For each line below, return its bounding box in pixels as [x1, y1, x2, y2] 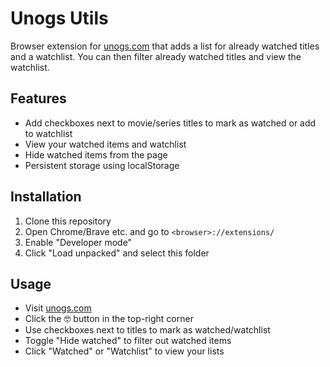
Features [10, 90, 67, 107]
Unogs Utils [10, 7, 109, 30]
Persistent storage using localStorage [24, 159, 180, 171]
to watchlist [24, 127, 73, 139]
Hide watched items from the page [24, 148, 168, 161]
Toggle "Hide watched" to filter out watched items [24, 335, 232, 347]
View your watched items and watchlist [24, 138, 187, 150]
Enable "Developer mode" [24, 236, 133, 248]
